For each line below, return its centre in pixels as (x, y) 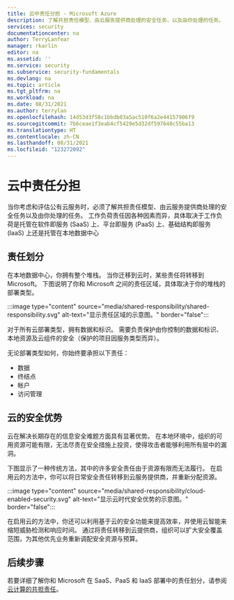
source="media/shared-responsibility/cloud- (142, 491)
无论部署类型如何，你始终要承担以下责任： (68, 353)
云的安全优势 (35, 418)
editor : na (23, 53)
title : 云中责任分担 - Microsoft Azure (62, 14)
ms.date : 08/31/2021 (37, 104)
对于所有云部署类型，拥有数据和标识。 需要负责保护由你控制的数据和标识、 (115, 329)
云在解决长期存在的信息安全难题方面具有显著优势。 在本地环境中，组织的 (112, 436)
